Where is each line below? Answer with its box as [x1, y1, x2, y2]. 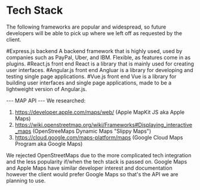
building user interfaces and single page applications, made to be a [6, 79, 172, 86]
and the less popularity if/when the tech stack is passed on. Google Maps [6, 158, 187, 165]
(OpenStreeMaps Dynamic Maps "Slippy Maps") [32, 127, 151, 135]
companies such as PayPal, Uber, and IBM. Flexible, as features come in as [6, 54, 191, 61]
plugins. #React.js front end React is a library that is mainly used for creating [6, 60, 194, 67]
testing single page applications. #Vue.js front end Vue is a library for [6, 73, 177, 80]
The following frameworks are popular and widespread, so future [6, 23, 167, 30]
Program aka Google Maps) [14, 140, 83, 147]
